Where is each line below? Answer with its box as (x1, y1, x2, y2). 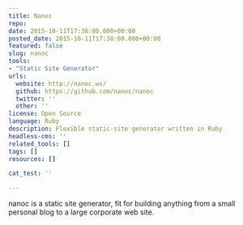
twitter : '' (15, 95, 57, 103)
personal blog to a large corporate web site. (8, 207, 155, 217)
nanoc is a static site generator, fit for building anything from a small (8, 199, 236, 209)
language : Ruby (8, 117, 60, 125)
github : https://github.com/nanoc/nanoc (15, 87, 154, 96)
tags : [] (8, 147, 38, 155)
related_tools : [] (8, 139, 70, 148)
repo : (8, 19, 27, 28)
